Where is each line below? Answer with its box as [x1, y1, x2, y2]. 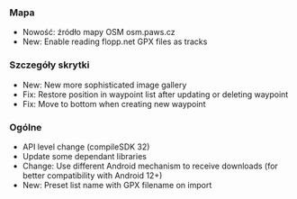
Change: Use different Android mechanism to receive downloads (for [22, 160, 279, 171]
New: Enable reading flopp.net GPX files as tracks [22, 36, 208, 47]
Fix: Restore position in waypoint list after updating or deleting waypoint [22, 88, 289, 100]
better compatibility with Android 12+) [22, 169, 163, 181]
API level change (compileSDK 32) [22, 141, 150, 152]
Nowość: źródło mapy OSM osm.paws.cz [22, 27, 175, 38]
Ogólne [9, 121, 42, 133]
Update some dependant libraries [22, 150, 147, 161]
